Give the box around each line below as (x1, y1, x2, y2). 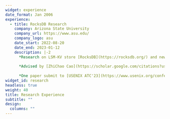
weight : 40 (5, 87, 28, 93)
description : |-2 (14, 50, 51, 55)
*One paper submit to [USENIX (18, 73, 82, 78)
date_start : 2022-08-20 (14, 41, 65, 46)
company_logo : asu (14, 36, 53, 41)
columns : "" (10, 106, 35, 111)
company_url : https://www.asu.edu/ (14, 31, 90, 36)
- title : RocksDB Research (10, 21, 67, 27)
